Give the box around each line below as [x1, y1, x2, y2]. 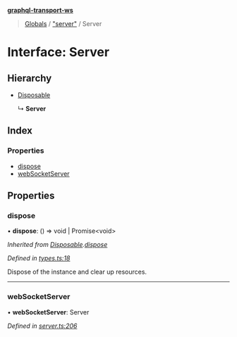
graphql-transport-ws [7, 6, 74, 14]
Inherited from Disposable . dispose [7, 241, 108, 249]
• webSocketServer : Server [7, 307, 90, 316]
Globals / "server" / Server [24, 20, 102, 27]
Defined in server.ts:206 [7, 322, 78, 330]
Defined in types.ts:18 [7, 254, 71, 262]
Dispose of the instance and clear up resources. [7, 267, 147, 276]
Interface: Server [7, 44, 110, 61]
